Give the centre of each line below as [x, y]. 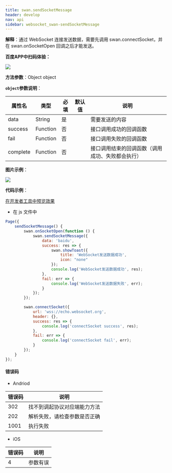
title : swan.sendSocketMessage [39, 10]
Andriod [21, 383]
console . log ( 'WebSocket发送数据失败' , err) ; [97, 284]
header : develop [23, 15]
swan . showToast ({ [69, 250]
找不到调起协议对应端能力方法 [64, 406]
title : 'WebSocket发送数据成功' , [93, 255]
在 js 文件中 [25, 212]
